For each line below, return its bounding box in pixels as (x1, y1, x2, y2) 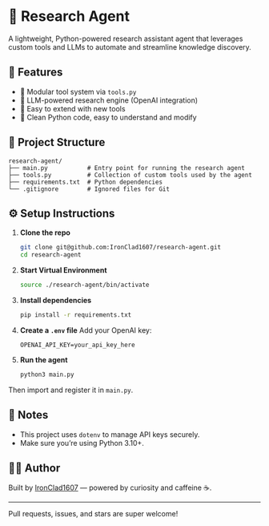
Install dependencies (19, 296, 92, 305)
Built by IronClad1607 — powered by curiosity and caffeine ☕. (8, 483, 212, 492)
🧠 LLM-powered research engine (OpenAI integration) (19, 95, 199, 105)
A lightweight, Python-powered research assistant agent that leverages (8, 34, 243, 43)
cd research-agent (19, 251, 82, 259)
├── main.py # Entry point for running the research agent (8, 164, 246, 172)
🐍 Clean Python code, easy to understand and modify (19, 112, 198, 122)
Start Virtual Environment (19, 265, 107, 275)
